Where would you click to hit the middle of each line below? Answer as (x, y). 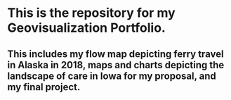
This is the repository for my (91, 13)
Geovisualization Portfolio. (87, 28)
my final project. (44, 87)
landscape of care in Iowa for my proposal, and (112, 76)
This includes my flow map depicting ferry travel (115, 54)
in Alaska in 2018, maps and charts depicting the (116, 65)
